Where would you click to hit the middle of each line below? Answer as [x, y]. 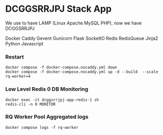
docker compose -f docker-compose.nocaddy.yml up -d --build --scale [82, 72]
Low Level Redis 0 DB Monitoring [47, 89]
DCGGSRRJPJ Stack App [59, 9]
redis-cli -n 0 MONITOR [31, 104]
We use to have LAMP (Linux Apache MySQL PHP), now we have [73, 23]
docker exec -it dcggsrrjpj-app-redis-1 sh [52, 100]
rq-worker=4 [18, 76]
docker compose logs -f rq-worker [42, 127]
